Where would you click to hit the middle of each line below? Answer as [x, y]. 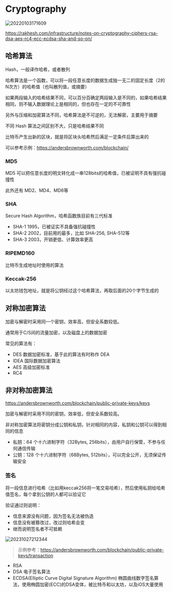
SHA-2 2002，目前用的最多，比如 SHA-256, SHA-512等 [71, 233]
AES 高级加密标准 [31, 367]
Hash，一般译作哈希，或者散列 [38, 69]
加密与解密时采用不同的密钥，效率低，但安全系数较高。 [63, 413]
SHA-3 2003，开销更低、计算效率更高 [53, 240]
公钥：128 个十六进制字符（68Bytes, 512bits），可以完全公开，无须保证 [87, 454]
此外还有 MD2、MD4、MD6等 [37, 190]
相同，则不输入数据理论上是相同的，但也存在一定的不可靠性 [68, 104]
